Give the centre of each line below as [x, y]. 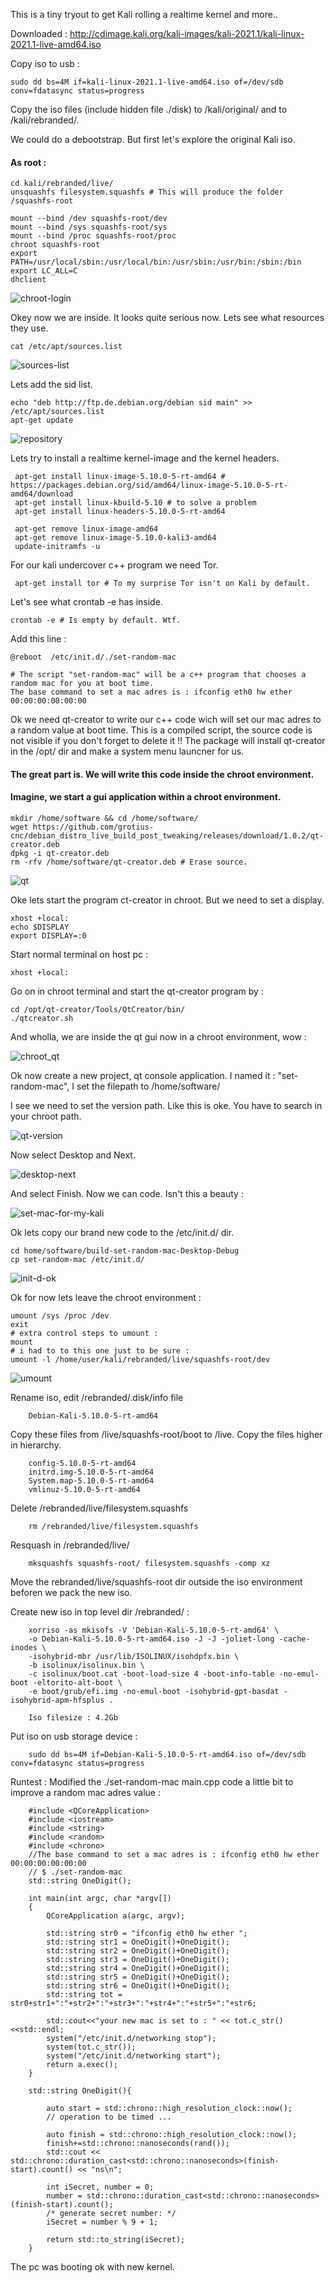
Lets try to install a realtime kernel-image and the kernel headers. [145, 458]
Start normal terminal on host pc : [79, 954]
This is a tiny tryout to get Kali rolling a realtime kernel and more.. [144, 14]
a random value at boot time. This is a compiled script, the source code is [161, 730]
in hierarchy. [36, 1445]
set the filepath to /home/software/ [148, 1086]
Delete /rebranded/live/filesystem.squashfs [99, 1508]
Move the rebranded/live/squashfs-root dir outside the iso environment [156, 1582]
